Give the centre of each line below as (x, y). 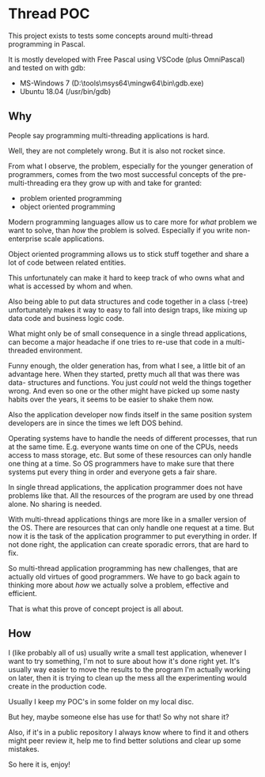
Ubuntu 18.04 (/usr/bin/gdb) (65, 91)
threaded (23, 350)
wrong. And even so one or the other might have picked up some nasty (124, 390)
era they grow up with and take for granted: (131, 183)
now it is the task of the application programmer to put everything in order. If (132, 536)
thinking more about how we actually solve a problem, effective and (119, 585)
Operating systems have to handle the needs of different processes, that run (133, 438)
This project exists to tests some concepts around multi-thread (111, 36)
